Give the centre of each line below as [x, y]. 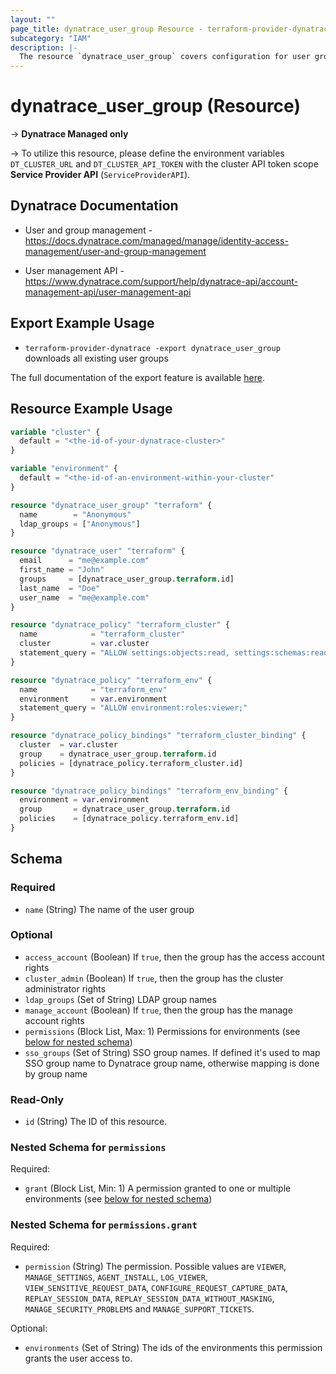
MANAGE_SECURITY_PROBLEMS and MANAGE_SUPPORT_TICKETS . [139, 1308]
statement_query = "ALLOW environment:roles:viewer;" [133, 708]
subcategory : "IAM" [51, 38]
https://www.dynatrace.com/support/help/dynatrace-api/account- [161, 281]
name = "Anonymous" [75, 514]
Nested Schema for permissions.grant [104, 1225]
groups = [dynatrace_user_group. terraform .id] [127, 579]
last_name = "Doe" [60, 588]
